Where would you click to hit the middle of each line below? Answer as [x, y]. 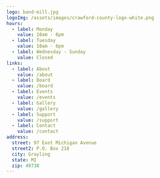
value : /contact [38, 132]
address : [17, 137]
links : [15, 63]
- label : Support [34, 114]
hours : [15, 23]
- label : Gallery [34, 103]
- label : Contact [34, 126]
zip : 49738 [26, 166]
